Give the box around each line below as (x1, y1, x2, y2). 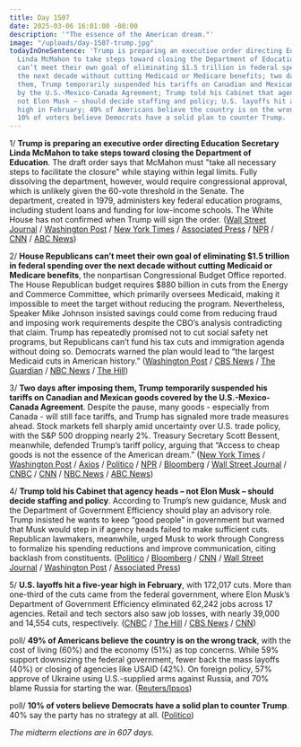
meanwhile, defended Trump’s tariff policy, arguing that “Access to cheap (9, 440, 280, 451)
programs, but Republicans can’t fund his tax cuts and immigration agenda (9, 337, 285, 347)
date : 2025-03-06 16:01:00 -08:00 (9, 22, 139, 31)
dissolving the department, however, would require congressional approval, (9, 176, 288, 187)
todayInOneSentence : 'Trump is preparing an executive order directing (9, 47, 282, 56)
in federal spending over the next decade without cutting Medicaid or (9, 260, 273, 271)
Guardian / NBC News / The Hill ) (9, 365, 128, 376)
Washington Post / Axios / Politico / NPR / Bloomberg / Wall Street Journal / (9, 459, 287, 470)
